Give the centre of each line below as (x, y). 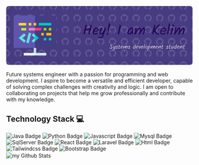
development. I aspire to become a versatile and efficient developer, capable (99, 81)
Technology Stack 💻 (45, 119)
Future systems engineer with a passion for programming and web (87, 75)
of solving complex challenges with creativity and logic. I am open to (90, 87)
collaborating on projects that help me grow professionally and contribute (96, 93)
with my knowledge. (31, 99)
